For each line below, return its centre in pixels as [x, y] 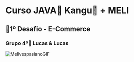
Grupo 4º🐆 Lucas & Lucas [37, 43]
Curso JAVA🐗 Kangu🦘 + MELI [67, 10]
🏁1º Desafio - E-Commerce [48, 29]
